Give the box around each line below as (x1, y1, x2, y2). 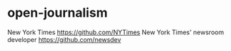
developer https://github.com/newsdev (7, 35, 122, 43)
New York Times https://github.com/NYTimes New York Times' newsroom (7, 28, 225, 36)
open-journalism (7, 5, 108, 21)
